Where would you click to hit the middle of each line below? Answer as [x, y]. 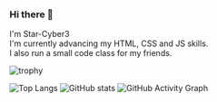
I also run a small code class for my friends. [91, 53]
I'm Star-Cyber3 [39, 34]
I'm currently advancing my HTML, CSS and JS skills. [109, 43]
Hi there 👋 [32, 14]
